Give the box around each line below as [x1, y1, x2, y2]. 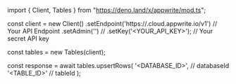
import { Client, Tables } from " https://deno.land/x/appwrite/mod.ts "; [7, 6, 206, 14]
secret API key [7, 34, 49, 43]
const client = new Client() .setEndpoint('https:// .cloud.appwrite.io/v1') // [7, 20, 218, 27]
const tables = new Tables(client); [7, 48, 106, 56]
